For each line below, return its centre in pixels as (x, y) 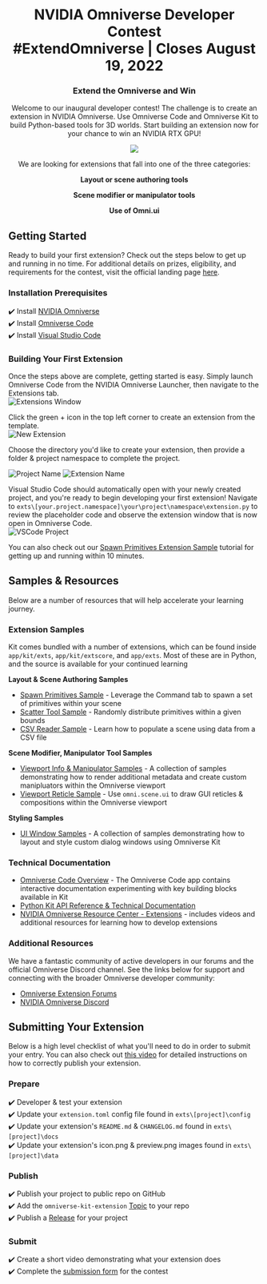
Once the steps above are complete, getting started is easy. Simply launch (131, 376)
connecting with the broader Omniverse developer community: (112, 977)
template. (24, 425)
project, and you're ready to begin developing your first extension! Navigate (133, 497)
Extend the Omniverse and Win (134, 91)
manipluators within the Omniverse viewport (93, 785)
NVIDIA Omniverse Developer (134, 15)
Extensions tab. (34, 393)
